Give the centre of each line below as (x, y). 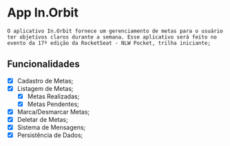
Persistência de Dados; (50, 135)
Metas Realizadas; (53, 96)
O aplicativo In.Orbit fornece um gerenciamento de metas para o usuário (115, 31)
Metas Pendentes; (53, 104)
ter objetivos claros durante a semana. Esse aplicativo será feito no (112, 37)
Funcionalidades (44, 64)
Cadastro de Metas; (45, 81)
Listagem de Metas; (45, 88)
